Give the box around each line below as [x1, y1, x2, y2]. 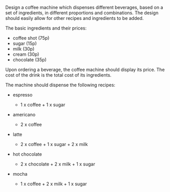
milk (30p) [12, 46, 35, 52]
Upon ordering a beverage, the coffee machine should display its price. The [5, 66, 165, 73]
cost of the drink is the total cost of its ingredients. [5, 72, 112, 78]
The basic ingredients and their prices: [5, 25, 87, 31]
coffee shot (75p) [12, 35, 50, 41]
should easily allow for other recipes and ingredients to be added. [5, 15, 144, 21]
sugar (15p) [12, 40, 37, 46]
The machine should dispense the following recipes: [5, 82, 116, 88]
